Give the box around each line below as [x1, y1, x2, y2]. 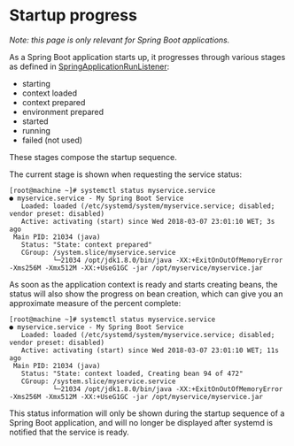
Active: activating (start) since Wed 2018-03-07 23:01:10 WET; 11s [20, 346, 279, 355]
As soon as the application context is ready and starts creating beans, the [9, 279, 278, 289]
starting [21, 78, 51, 88]
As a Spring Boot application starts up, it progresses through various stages [9, 51, 286, 62]
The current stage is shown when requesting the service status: [9, 169, 242, 180]
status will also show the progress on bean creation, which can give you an [9, 288, 283, 299]
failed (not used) [21, 135, 82, 145]
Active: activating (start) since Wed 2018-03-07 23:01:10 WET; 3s [20, 217, 275, 226]
